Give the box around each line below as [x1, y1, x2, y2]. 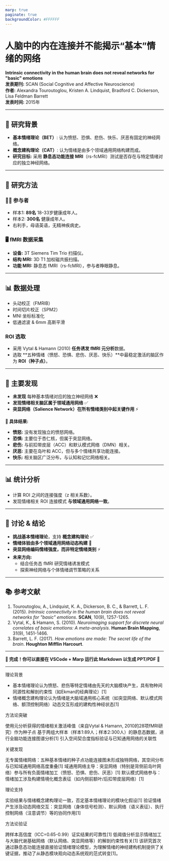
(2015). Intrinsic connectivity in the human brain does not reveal [12, 609, 145, 615]
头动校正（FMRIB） [12, 300, 53, 306]
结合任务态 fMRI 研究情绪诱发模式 [20, 560, 90, 566]
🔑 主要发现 [5, 379, 38, 388]
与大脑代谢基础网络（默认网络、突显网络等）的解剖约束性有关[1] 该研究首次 [5, 838, 161, 844]
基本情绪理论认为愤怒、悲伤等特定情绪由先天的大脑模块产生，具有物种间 [12, 683, 162, 689]
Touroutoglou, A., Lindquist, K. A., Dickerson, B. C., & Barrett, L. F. [12, 603, 149, 609]
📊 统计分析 [5, 475, 40, 484]
